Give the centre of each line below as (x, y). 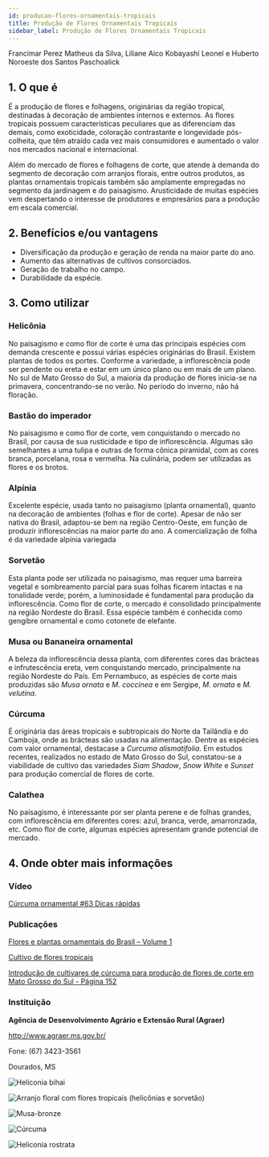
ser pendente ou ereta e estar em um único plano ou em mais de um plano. (132, 369)
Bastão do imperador (50, 415)
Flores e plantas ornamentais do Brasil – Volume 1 (90, 942)
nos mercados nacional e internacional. (73, 149)
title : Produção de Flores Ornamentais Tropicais (93, 23)
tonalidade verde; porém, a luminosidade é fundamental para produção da (131, 595)
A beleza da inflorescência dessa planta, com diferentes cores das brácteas (134, 659)
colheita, (23, 141)
